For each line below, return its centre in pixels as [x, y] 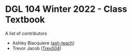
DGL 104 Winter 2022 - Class [66, 9]
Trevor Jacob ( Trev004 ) [37, 48]
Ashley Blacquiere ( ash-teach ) [43, 43]
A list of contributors [26, 33]
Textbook [25, 20]
